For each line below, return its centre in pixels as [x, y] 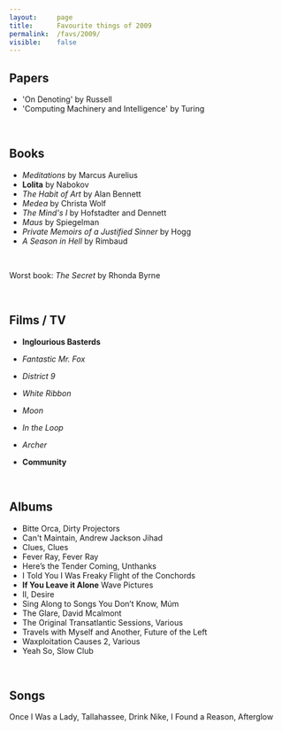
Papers [29, 78]
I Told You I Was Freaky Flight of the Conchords [109, 575]
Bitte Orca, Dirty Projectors [71, 528]
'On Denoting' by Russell [67, 99]
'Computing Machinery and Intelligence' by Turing [113, 109]
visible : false [43, 42]
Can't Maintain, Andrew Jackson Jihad [92, 538]
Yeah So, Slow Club [58, 650]
